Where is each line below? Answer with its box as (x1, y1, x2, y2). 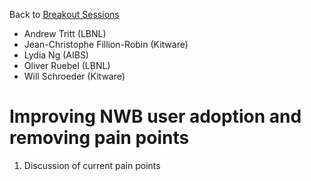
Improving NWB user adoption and (9, 105, 302, 128)
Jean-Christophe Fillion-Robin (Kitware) (23, 39, 189, 50)
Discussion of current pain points (23, 159, 161, 171)
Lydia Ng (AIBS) (23, 49, 89, 61)
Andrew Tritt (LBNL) (23, 28, 107, 39)
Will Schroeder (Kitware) (23, 70, 126, 82)
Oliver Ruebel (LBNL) (23, 60, 111, 71)
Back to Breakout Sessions (9, 9, 120, 20)
